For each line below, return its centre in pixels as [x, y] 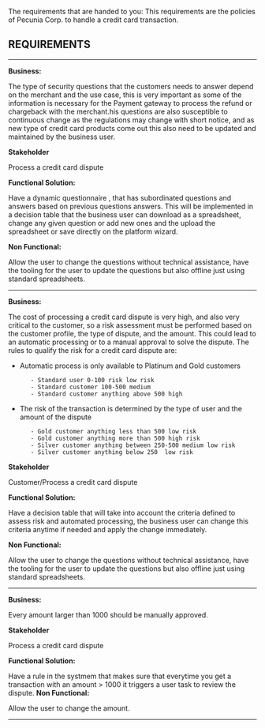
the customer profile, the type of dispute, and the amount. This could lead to [132, 333]
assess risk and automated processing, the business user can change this [129, 521]
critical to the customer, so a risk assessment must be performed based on [130, 325]
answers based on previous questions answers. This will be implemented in [131, 206]
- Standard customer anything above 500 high [106, 394]
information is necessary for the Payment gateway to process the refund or [130, 103]
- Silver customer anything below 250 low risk [112, 452]
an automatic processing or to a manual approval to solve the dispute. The [129, 342]
